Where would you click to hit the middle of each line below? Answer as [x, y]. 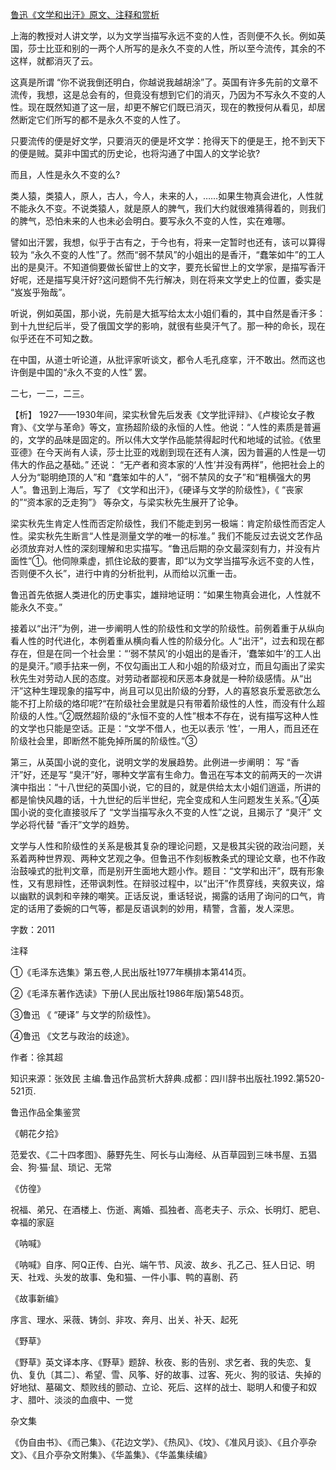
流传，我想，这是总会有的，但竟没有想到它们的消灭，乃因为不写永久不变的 [163, 94]
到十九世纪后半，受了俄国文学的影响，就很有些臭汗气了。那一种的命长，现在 [168, 326]
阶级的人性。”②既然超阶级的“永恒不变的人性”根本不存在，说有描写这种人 [160, 716]
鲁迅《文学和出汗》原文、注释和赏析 [85, 14]
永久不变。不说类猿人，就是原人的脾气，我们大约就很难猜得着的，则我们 [176, 208]
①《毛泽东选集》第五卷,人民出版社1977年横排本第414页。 [131, 972]
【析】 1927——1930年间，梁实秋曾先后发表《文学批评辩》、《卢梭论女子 [158, 414]
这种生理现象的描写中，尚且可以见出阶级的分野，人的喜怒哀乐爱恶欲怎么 [172, 691]
